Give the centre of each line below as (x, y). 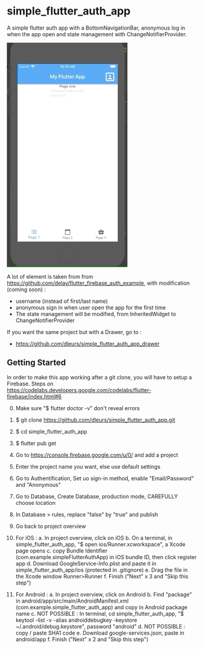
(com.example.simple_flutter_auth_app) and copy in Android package (101, 607)
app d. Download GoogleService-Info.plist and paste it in (86, 563)
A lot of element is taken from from (50, 276)
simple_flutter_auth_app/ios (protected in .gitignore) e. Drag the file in (101, 570)
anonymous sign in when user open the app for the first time (91, 307)
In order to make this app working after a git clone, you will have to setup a (99, 377)
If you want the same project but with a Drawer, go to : (74, 332)
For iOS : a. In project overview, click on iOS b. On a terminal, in (94, 537)
